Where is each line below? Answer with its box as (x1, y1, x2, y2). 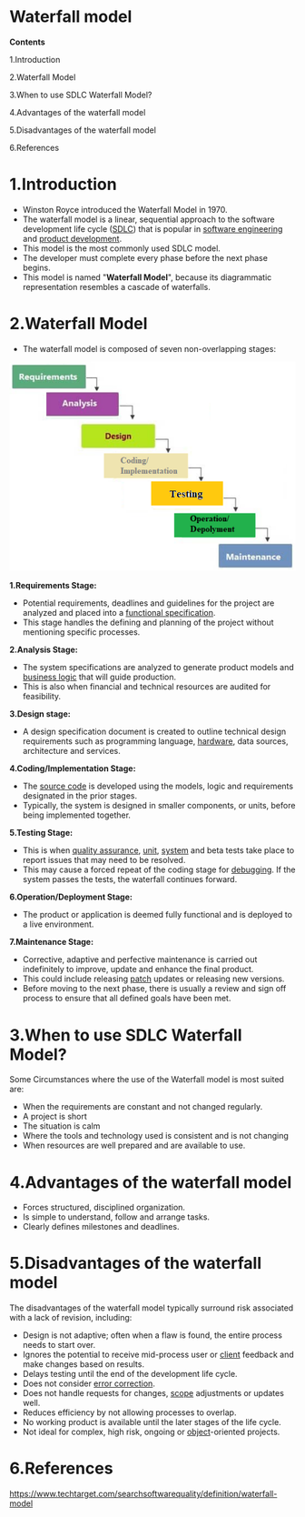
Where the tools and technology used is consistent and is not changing (22, 1130, 289, 1141)
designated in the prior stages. (22, 790, 138, 801)
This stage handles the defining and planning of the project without (22, 617, 274, 628)
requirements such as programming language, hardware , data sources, (22, 736, 289, 747)
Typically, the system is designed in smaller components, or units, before (22, 800, 296, 811)
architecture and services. (22, 746, 121, 757)
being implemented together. (22, 809, 132, 820)
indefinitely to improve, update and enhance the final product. (22, 964, 254, 975)
